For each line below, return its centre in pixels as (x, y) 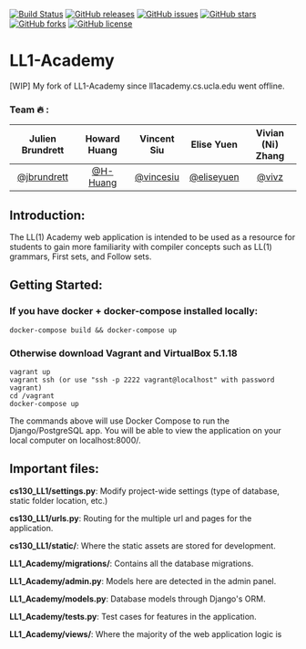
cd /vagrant (32, 396)
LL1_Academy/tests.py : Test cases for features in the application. (133, 616)
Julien (43, 139)
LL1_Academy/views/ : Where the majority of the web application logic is (146, 633)
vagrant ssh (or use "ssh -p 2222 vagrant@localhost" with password (142, 380)
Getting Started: (56, 285)
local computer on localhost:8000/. (75, 440)
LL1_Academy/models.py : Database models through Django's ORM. (138, 599)
